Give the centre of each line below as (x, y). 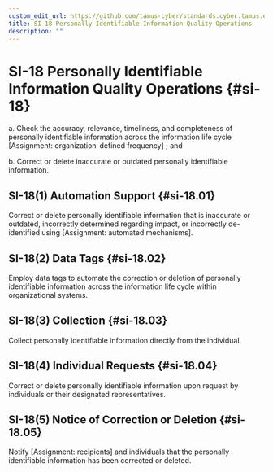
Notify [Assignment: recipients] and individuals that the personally (119, 452)
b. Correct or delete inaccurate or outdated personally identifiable (119, 162)
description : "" (36, 31)
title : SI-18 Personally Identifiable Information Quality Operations (130, 24)
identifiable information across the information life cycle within (113, 286)
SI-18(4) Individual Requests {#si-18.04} (113, 366)
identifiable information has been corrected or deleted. (100, 461)
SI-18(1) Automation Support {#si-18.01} (112, 196)
